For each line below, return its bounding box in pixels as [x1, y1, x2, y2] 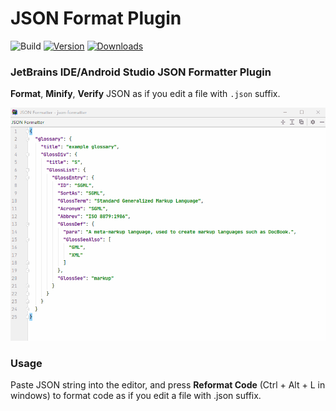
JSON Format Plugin [10, 7, 182, 30]
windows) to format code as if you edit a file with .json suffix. [10, 390, 262, 402]
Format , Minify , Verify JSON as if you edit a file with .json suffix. [10, 88, 281, 100]
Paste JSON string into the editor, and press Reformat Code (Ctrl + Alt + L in [10, 379, 326, 391]
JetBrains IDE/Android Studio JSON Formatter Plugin [10, 65, 272, 79]
